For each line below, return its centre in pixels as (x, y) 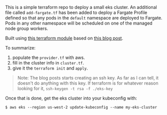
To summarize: (20, 48)
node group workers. (27, 28)
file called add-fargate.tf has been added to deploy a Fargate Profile (76, 12)
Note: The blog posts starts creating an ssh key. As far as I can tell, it (88, 78)
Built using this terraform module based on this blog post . (64, 38)
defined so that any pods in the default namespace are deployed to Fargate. (84, 18)
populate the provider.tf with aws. (49, 57)
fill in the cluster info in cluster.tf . (48, 63)
